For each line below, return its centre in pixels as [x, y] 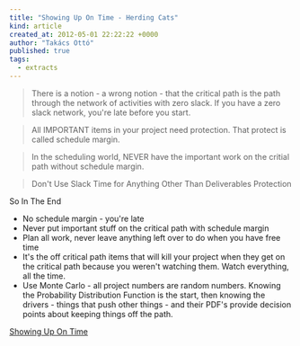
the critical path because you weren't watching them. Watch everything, [155, 266]
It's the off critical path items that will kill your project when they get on [154, 256]
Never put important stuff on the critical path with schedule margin [146, 228]
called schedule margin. [75, 139]
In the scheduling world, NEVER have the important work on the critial [160, 156]
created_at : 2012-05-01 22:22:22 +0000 [84, 34]
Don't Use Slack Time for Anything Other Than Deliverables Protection [161, 183]
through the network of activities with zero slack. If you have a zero [156, 102]
